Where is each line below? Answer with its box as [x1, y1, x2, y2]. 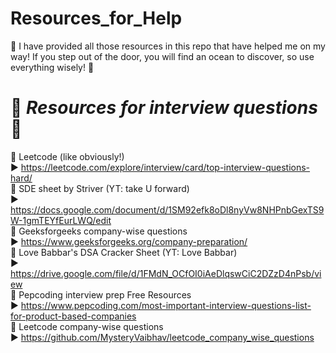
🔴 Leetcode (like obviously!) [10, 150, 125, 162]
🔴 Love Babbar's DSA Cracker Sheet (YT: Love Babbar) [10, 246, 238, 258]
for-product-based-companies [10, 310, 137, 322]
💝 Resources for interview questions [10, 97, 318, 119]
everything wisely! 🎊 [10, 61, 95, 73]
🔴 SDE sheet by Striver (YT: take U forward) [10, 182, 190, 194]
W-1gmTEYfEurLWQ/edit [10, 214, 112, 226]
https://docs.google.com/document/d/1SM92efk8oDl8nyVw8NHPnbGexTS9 [10, 203, 325, 216]
